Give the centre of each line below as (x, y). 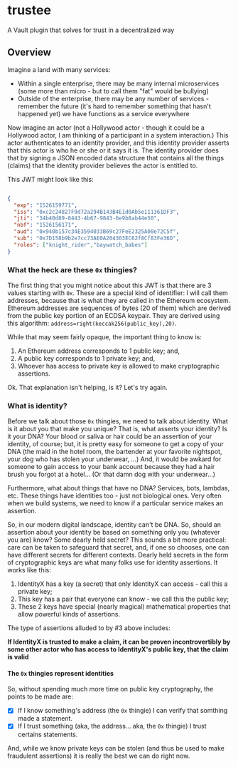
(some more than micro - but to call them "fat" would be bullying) (113, 91)
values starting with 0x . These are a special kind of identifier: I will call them (118, 293)
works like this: (29, 570)
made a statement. (45, 719)
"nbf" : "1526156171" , (46, 225)
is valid (18, 657)
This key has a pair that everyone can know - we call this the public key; (123, 599)
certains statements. (48, 734)
